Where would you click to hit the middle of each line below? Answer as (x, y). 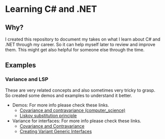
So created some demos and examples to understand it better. (69, 95)
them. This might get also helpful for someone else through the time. (75, 50)
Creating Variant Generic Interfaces (56, 131)
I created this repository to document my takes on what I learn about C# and (83, 39)
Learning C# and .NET (51, 9)
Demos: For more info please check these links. (61, 105)
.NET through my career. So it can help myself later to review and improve (80, 45)
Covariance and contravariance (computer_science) (73, 110)
